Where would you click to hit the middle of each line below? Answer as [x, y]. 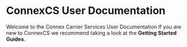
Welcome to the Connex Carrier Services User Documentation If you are [94, 27]
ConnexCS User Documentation [86, 11]
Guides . [16, 39]
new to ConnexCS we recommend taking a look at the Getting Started [91, 32]
